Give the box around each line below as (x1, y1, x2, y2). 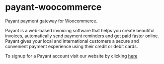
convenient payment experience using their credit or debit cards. (5, 43, 138, 49)
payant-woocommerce (5, 1, 102, 13)
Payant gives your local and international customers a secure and (5, 38, 139, 44)
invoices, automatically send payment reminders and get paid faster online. (5, 33, 159, 39)
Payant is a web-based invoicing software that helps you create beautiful (5, 27, 155, 33)
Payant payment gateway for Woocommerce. (5, 18, 98, 24)
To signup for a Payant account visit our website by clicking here (5, 53, 138, 59)
